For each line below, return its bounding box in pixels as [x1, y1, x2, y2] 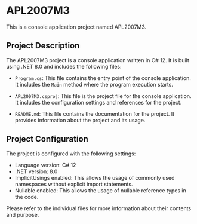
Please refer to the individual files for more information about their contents [6, 204, 192, 212]
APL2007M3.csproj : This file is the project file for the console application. [14, 92, 192, 99]
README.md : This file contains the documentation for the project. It [14, 110, 175, 117]
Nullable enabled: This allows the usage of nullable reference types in [14, 186, 186, 194]
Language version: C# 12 [14, 161, 76, 168]
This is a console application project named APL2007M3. [6, 23, 147, 30]
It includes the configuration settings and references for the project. [14, 99, 182, 106]
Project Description [6, 41, 80, 51]
